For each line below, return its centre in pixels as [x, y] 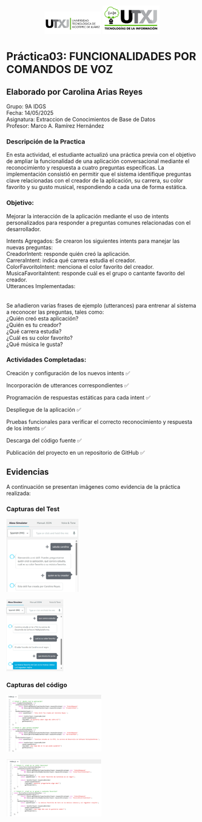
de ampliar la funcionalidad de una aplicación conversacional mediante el [98, 161]
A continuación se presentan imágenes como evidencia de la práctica [93, 486]
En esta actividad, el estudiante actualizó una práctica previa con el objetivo [101, 155]
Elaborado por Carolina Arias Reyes [75, 92]
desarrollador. [24, 229]
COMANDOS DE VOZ [60, 70]
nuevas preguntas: [30, 247]
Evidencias [28, 472]
